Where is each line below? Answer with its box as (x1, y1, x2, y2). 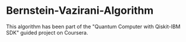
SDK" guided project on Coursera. (6, 29, 89, 36)
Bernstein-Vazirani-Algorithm (6, 4, 154, 17)
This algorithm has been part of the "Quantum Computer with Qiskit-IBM (6, 23, 181, 30)
